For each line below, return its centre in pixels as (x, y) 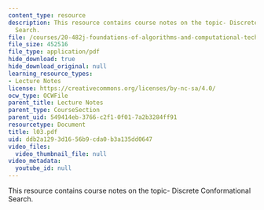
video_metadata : (35, 161)
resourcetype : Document (47, 125)
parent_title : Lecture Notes (56, 103)
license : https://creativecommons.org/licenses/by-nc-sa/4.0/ (112, 88)
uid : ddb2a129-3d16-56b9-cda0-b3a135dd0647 (81, 139)
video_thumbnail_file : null (61, 154)
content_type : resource (47, 15)
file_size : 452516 (38, 45)
